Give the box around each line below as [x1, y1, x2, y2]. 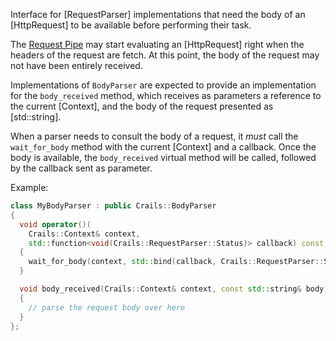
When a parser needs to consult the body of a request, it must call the [10, 130, 299, 142]
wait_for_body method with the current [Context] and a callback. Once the [10, 141, 317, 153]
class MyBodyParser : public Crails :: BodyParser [10, 201, 217, 211]
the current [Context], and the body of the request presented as [10, 100, 274, 112]
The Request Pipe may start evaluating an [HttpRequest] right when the [10, 39, 305, 50]
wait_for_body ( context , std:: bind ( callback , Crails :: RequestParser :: [28, 257, 325, 267]
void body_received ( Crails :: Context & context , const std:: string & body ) [19, 284, 329, 294]
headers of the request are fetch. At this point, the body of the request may [10, 49, 320, 61]
